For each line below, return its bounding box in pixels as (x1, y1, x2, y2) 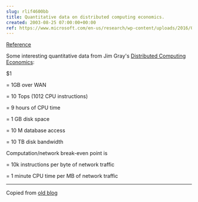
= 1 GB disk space (6, 116, 50, 123)
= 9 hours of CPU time (6, 104, 61, 112)
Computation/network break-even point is (6, 150, 108, 157)
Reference (6, 41, 31, 48)
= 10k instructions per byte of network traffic (6, 161, 115, 168)
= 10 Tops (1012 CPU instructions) (6, 93, 88, 100)
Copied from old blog (6, 189, 58, 197)
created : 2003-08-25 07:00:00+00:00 (6, 19, 96, 25)
